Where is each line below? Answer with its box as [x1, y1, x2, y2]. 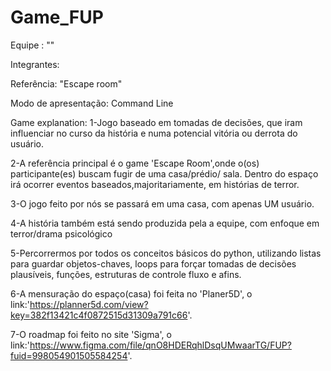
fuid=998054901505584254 [10, 349, 128, 361]
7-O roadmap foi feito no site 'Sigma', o [10, 328, 172, 340]
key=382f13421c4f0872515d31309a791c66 [10, 309, 188, 321]
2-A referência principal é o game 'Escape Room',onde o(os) [10, 157, 260, 169]
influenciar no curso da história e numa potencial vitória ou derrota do [10, 127, 298, 139]
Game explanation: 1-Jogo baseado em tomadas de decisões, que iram [10, 116, 303, 128]
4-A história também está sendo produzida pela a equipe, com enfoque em [10, 217, 320, 229]
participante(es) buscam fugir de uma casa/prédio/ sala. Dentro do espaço [10, 167, 319, 180]
